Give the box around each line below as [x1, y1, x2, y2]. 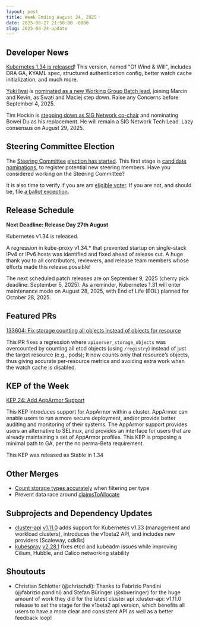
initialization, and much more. [6, 76, 78, 83]
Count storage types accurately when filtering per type [14, 485, 150, 492]
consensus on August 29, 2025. [6, 125, 84, 132]
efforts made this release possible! [6, 263, 91, 270]
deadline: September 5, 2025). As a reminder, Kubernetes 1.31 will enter [6, 281, 181, 288]
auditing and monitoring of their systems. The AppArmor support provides [6, 421, 188, 428]
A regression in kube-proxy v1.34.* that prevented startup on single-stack [6, 244, 187, 251]
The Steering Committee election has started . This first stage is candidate [6, 157, 187, 164]
